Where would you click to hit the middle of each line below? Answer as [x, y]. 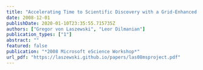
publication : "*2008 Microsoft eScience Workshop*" [73, 52]
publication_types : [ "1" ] [39, 35]
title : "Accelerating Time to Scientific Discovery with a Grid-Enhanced [102, 12]
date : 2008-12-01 [28, 18]
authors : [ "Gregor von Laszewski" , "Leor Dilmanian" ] [76, 29]
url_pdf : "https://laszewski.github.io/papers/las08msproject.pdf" [94, 57]
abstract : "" [23, 40]
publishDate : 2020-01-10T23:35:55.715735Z [61, 23]
